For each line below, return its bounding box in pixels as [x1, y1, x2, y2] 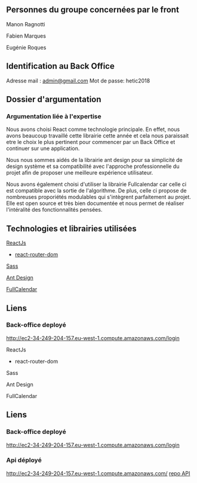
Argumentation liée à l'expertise [6, 112, 101, 120]
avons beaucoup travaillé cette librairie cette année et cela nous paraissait [6, 132, 189, 139]
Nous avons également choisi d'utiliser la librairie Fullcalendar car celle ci [6, 181, 187, 188]
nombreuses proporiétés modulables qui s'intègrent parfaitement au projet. [6, 194, 191, 201]
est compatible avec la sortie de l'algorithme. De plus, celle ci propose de [6, 187, 187, 194]
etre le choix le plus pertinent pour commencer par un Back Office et [6, 139, 176, 146]
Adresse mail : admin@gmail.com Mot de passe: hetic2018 [6, 77, 150, 84]
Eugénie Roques [6, 44, 47, 51]
